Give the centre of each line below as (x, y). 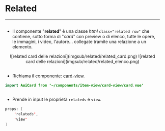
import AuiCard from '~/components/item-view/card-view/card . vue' (74, 85)
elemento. (22, 47)
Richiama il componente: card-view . (48, 76)
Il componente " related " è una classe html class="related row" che (81, 31)
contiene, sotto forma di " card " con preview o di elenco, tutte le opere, (84, 37)
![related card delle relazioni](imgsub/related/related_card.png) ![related (82, 56)
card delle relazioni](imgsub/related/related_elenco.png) (82, 62)
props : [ (14, 109)
